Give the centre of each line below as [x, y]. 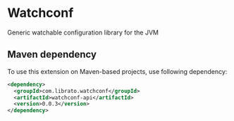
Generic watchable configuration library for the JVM [83, 32]
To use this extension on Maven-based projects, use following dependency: [117, 71]
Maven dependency [52, 55]
